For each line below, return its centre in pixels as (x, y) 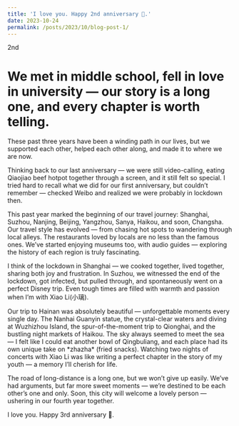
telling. (29, 121)
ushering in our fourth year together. (61, 401)
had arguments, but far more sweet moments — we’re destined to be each (117, 386)
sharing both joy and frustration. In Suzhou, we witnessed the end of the (114, 274)
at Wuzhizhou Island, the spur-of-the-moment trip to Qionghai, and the (112, 327)
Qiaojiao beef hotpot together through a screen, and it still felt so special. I (116, 178)
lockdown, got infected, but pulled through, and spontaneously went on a (115, 281)
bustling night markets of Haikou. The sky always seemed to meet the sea (116, 334)
